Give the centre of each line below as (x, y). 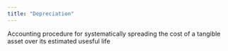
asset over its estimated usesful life (59, 41)
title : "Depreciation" (41, 14)
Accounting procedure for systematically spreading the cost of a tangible (114, 34)
